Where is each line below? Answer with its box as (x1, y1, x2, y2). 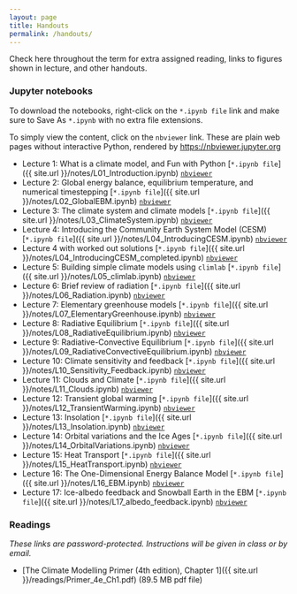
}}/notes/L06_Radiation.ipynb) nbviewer (21, 289, 165, 301)
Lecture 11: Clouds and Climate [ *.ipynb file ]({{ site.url (21, 374, 226, 385)
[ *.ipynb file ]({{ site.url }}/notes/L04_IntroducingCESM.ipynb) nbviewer (21, 233, 287, 244)
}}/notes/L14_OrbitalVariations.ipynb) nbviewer (21, 439, 190, 451)
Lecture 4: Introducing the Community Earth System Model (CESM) (21, 224, 267, 234)
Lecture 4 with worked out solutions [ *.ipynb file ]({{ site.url (21, 242, 245, 253)
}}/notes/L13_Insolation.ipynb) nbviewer (21, 421, 165, 431)
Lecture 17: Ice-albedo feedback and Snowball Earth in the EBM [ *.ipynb (21, 487, 287, 498)
